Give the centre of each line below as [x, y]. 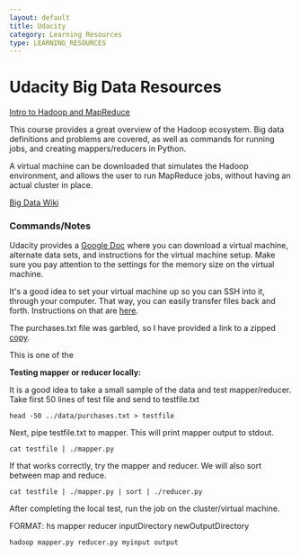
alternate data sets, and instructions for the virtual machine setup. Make [142, 255]
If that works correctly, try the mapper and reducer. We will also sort [136, 466]
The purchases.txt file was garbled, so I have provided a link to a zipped [143, 328]
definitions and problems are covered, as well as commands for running [142, 139]
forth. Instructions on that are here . [74, 310]
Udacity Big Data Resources [115, 87]
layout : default [40, 18]
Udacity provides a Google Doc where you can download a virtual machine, [149, 246]
